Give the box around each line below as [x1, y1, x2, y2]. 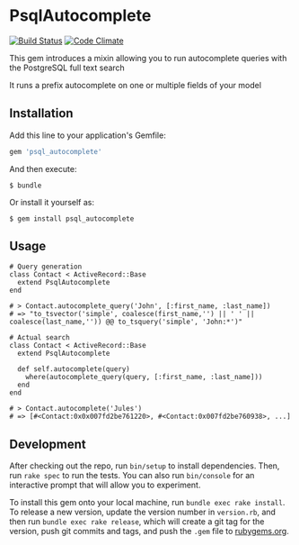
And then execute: [9, 163, 77, 174]
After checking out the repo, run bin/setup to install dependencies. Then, [9, 460, 280, 471]
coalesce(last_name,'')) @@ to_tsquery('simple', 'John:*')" [9, 317, 243, 327]
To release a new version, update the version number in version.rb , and [9, 506, 277, 518]
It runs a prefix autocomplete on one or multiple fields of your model [9, 79, 262, 90]
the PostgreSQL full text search [9, 62, 126, 73]
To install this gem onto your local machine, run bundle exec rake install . [9, 497, 286, 508]
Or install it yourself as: [9, 196, 94, 207]
